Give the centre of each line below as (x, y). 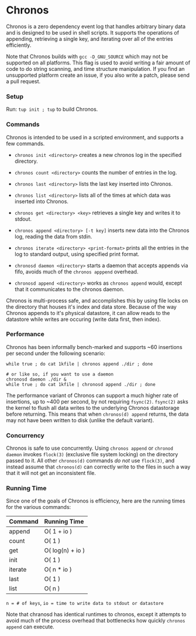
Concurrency (25, 435)
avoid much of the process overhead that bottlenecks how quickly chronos (96, 621)
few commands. (25, 143)
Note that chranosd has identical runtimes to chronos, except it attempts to (96, 614)
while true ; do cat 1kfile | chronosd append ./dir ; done (81, 384)
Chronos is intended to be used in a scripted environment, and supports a (95, 137)
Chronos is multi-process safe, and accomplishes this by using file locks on (97, 300)
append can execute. (30, 627)
